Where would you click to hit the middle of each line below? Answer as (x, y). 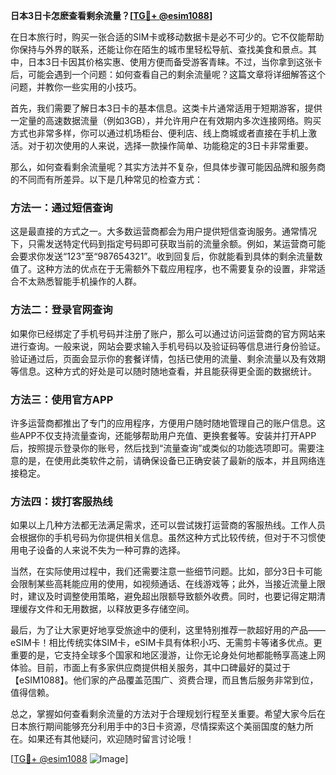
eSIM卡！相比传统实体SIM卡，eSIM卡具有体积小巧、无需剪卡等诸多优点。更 (166, 643)
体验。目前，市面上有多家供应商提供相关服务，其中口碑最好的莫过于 (150, 668)
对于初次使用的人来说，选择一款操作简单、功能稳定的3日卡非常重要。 (170, 145)
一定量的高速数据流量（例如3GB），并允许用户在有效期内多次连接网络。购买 (166, 120)
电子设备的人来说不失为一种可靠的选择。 (102, 550)
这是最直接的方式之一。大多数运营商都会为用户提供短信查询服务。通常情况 (163, 231)
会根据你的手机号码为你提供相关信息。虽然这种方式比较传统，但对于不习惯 (163, 538)
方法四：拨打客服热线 (61, 501)
